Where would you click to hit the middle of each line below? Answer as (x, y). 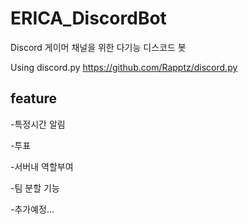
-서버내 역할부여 (42, 166)
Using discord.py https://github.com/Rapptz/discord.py (124, 67)
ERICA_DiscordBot (88, 18)
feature (34, 98)
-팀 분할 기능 (35, 188)
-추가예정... (32, 209)
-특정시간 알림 (38, 124)
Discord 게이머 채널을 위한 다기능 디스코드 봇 (98, 47)
